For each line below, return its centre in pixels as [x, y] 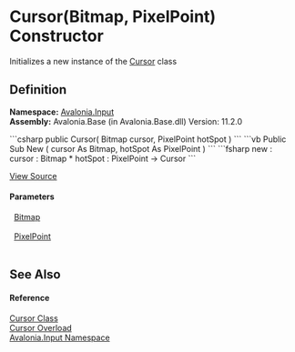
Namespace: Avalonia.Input [62, 112]
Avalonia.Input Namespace [60, 337]
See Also [35, 275]
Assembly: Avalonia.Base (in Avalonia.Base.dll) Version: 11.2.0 [126, 121]
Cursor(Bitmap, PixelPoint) [113, 17]
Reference [30, 297]
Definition [38, 90]
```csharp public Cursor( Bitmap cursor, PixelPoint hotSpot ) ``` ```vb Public [148, 139]
